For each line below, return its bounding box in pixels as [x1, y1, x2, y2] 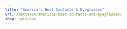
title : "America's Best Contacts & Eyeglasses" [5, 7, 105, 12]
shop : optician [5, 16, 36, 21]
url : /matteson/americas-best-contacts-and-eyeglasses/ [5, 12, 122, 17]
